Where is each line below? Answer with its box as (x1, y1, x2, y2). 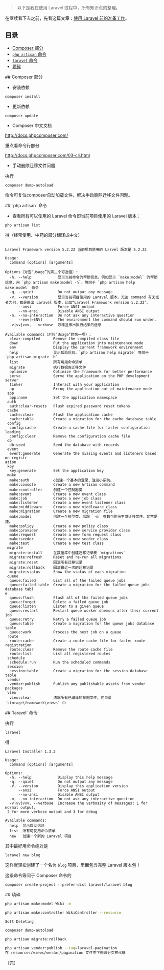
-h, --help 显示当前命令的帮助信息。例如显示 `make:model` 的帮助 (9, 275, 158, 280)
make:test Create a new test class (9, 541, 104, 546)
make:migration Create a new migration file (9, 509, 113, 514)
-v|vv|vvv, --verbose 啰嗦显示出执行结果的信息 (9, 322, 102, 327)
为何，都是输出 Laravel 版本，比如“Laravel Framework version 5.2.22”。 (8, 300, 151, 305)
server (5, 377, 19, 383)
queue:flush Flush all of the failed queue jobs (9, 595, 128, 600)
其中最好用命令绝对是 (5, 843, 48, 848)
